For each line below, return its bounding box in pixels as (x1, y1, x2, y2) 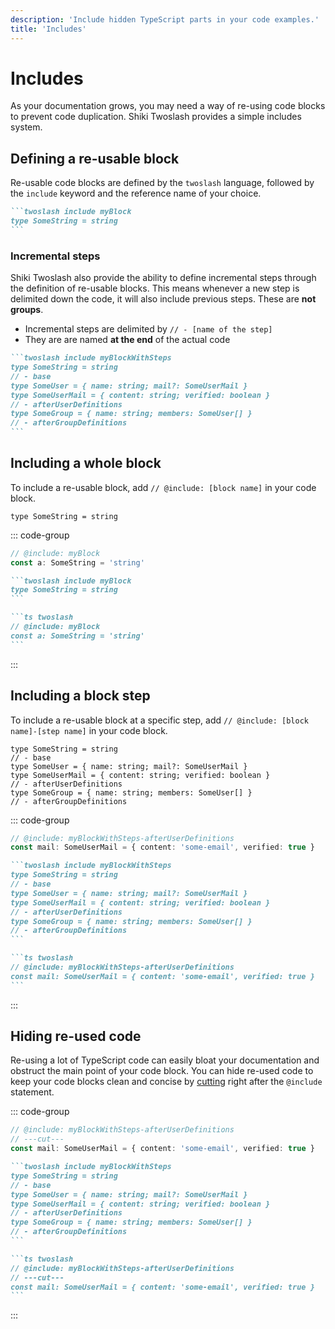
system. (10, 121, 43, 133)
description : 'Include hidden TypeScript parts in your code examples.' (10, 14, 320, 25)
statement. (10, 1086, 55, 1098)
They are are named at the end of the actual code (24, 334, 231, 346)
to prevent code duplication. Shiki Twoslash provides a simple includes (10, 111, 302, 123)
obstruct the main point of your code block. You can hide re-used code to (10, 1065, 314, 1077)
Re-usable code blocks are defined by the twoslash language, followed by (10, 177, 315, 189)
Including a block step (10, 687, 151, 705)
